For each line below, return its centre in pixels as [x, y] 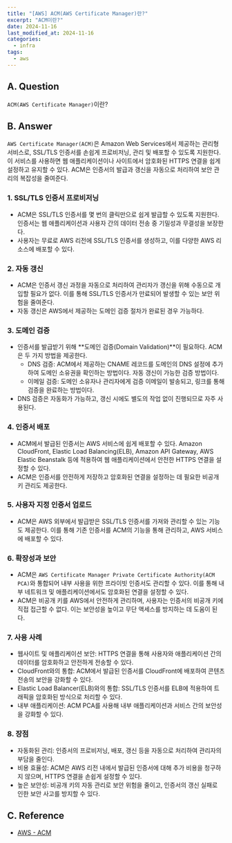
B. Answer [30, 126]
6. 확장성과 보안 [32, 558]
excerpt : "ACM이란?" [35, 20]
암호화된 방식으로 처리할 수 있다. [79, 697]
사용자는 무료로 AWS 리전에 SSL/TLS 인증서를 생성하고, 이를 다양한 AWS [116, 240]
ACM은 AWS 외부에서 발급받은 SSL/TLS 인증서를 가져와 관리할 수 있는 [112, 521]
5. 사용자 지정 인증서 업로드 [49, 505]
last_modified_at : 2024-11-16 [51, 33]
